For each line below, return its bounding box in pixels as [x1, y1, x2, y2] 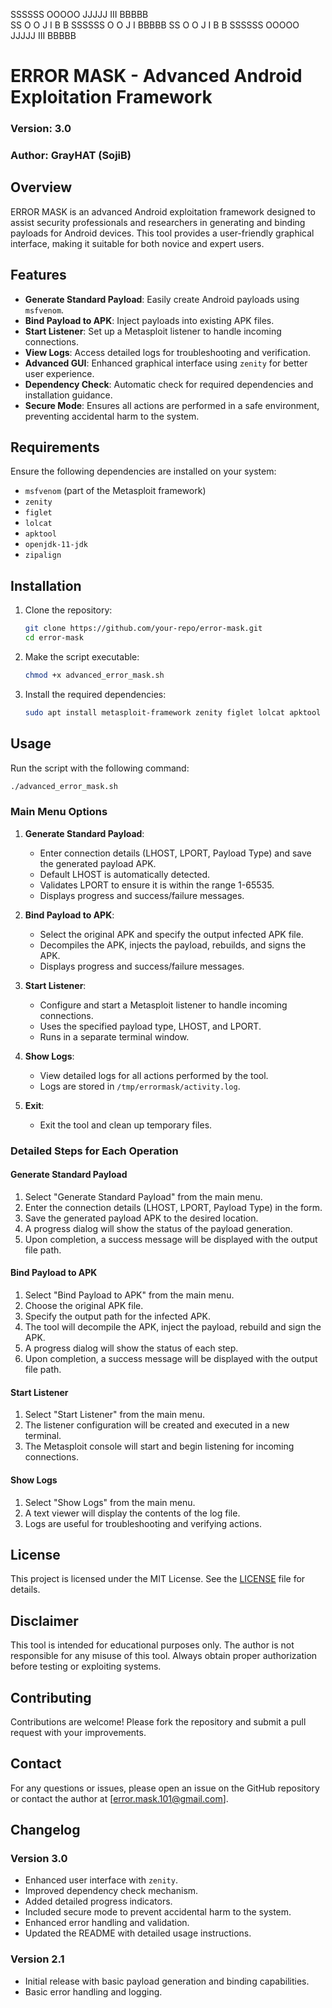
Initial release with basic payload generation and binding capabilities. [24, 1975, 310, 1987]
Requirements [10, 439, 100, 456]
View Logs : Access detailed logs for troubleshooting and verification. [24, 346, 311, 358]
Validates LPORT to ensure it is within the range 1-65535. [39, 879, 275, 891]
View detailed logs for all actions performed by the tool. [39, 1069, 269, 1081]
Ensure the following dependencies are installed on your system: [10, 465, 277, 478]
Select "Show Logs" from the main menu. [24, 1496, 196, 1508]
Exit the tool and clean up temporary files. [39, 1119, 213, 1131]
